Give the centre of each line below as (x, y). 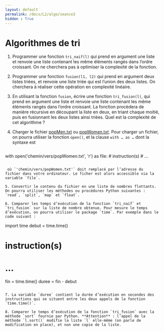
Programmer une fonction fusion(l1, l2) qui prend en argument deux (83, 77)
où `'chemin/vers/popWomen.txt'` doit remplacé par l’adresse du (75, 170)
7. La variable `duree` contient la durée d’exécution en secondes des (80, 295)
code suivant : (21, 217)
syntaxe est (24, 142)
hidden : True (20, 19)
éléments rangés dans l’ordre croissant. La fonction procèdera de (78, 107)
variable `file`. (23, 178)
